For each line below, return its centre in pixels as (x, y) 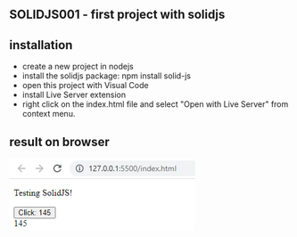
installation (41, 45)
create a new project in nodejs (78, 67)
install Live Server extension (74, 95)
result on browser (59, 142)
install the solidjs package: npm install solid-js (107, 76)
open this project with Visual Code (85, 86)
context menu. (49, 114)
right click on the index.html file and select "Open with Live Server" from (155, 104)
